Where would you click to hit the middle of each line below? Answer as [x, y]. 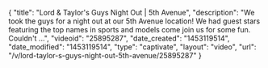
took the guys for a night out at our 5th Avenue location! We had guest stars [134, 21]
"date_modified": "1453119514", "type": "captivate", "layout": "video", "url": [132, 47]
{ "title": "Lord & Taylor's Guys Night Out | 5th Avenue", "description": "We [132, 13]
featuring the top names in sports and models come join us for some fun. [130, 30]
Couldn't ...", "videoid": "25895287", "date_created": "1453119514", [119, 38]
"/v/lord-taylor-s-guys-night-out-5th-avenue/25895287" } [105, 55]
